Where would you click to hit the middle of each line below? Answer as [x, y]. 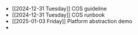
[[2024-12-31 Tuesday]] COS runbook [58, 15]
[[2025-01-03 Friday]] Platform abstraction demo [72, 21]
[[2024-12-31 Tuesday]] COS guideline [59, 9]
